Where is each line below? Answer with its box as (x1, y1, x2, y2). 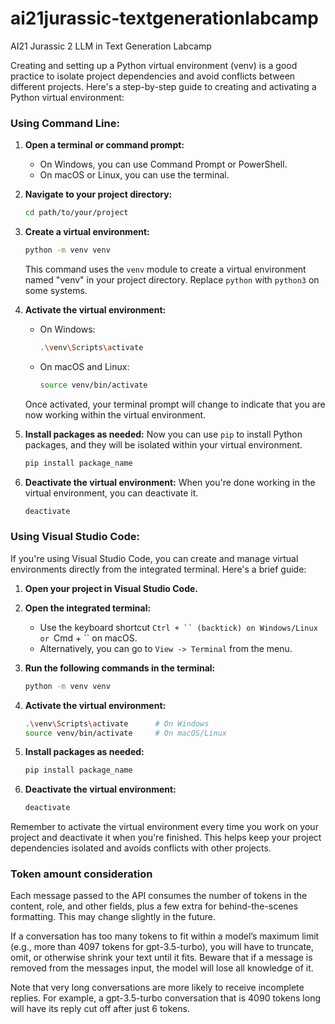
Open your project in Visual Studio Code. (24, 582, 199, 594)
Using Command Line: (10, 116, 120, 130)
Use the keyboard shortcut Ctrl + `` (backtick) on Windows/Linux (39, 621, 318, 633)
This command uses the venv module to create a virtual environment (24, 263, 307, 275)
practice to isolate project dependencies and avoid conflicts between (10, 70, 296, 82)
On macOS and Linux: (39, 360, 130, 372)
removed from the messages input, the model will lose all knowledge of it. (10, 962, 314, 974)
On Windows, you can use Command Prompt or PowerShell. (39, 158, 288, 171)
